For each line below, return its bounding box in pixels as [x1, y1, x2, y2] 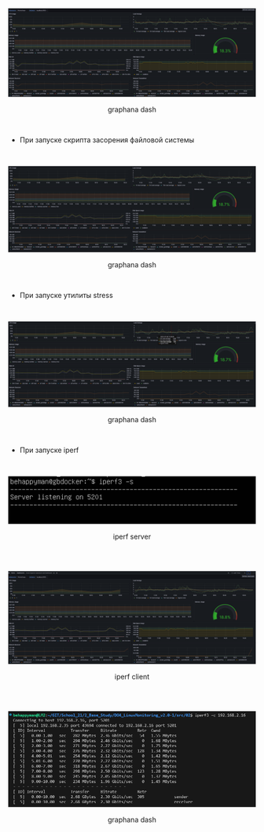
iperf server [112, 532, 152, 541]
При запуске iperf [19, 445, 79, 455]
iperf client [114, 672, 150, 681]
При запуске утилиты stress [19, 291, 114, 300]
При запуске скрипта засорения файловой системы [19, 135, 195, 145]
